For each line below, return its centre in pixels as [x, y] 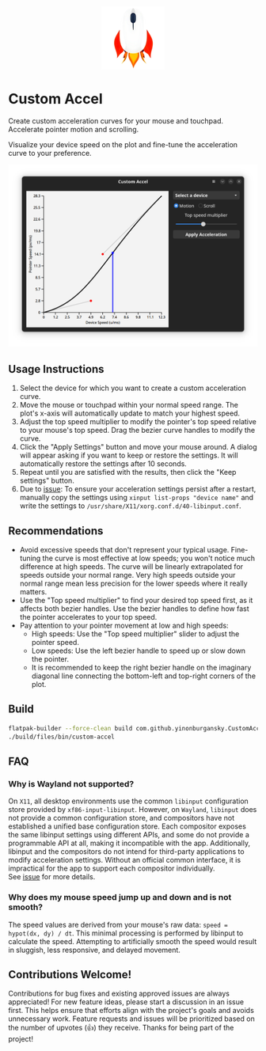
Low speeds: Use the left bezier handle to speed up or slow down [139, 651]
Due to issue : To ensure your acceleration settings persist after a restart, [138, 489]
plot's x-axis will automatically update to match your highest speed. [129, 413]
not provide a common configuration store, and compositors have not [122, 818]
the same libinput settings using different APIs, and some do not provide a [129, 835]
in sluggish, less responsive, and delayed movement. [94, 950]
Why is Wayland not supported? [71, 784]
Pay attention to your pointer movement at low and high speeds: [124, 626]
